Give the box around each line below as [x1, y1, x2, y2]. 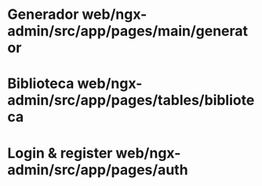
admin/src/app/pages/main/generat [7, 22, 249, 40]
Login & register [7, 144, 113, 162]
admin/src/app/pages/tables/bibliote [7, 92, 255, 109]
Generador [7, 5, 79, 24]
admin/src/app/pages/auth [7, 161, 189, 178]
